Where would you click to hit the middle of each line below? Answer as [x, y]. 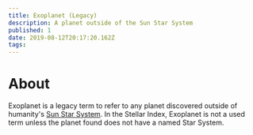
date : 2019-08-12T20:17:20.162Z [61, 37]
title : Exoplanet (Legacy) [53, 15]
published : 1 [30, 30]
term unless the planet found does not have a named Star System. [116, 122]
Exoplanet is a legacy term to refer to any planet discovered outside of [123, 106]
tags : [17, 45]
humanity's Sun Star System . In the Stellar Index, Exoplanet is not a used [127, 114]
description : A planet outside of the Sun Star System [101, 23]
